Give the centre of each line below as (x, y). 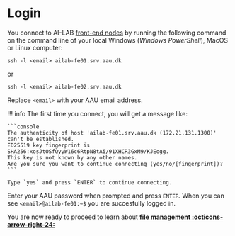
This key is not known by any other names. (73, 157)
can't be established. (41, 139)
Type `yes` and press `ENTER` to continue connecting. (90, 182)
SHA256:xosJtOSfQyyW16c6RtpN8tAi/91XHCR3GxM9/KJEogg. (88, 151)
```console (23, 127)
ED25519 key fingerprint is (49, 145)
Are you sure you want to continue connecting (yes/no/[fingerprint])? (115, 164)
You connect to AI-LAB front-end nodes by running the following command (117, 33)
